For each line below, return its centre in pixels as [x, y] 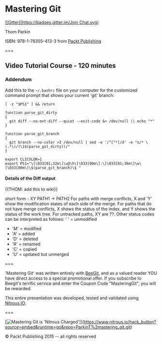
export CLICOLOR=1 [23, 159]
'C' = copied [24, 249]
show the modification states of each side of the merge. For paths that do [78, 203]
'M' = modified [27, 228]
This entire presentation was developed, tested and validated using [72, 298]
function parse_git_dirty [31, 112]
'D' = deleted [25, 239]
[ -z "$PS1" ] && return [30, 104]
